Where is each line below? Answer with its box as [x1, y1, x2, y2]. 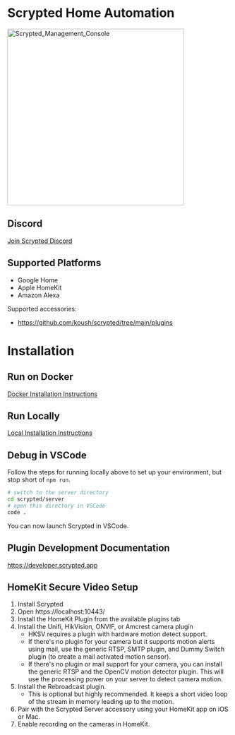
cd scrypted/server [7, 496, 65, 503]
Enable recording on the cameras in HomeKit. [17, 720, 150, 729]
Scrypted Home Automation [7, 5, 175, 21]
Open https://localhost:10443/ [17, 607, 106, 616]
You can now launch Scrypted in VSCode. [7, 521, 129, 530]
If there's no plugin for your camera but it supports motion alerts [28, 638, 215, 646]
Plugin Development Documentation [7, 542, 171, 554]
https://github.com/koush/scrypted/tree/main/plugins [17, 318, 173, 326]
